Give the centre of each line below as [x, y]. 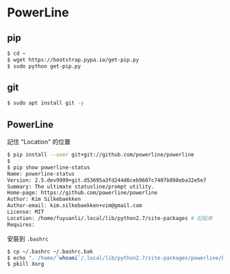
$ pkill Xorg [26, 264]
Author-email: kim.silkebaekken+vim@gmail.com [75, 206]
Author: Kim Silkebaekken [44, 200]
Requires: [21, 224]
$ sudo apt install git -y [46, 103]
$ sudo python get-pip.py [44, 66]
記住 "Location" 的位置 [39, 142]
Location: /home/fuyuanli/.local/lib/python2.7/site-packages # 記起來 [110, 218]
